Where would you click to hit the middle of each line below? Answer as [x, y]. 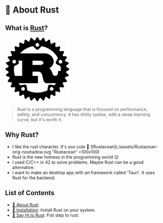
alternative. [23, 167]
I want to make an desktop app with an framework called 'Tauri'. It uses [83, 172]
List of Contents [30, 193]
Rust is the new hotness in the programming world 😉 [65, 157]
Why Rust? [22, 135]
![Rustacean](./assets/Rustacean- [124, 147]
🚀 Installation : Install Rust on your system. [54, 210]
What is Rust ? [27, 28]
